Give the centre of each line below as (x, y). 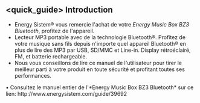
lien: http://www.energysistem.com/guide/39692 (66, 93)
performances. (33, 75)
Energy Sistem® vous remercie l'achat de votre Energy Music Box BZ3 (102, 24)
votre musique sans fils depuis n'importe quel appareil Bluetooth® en (100, 43)
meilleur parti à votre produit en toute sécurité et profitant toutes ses (100, 69)
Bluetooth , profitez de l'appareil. (54, 31)
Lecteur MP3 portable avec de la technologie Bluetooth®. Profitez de (100, 37)
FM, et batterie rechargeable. (51, 56)
